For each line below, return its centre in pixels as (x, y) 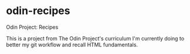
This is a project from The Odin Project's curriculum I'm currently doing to (95, 38)
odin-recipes (38, 11)
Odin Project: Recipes (32, 27)
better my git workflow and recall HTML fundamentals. (72, 45)
